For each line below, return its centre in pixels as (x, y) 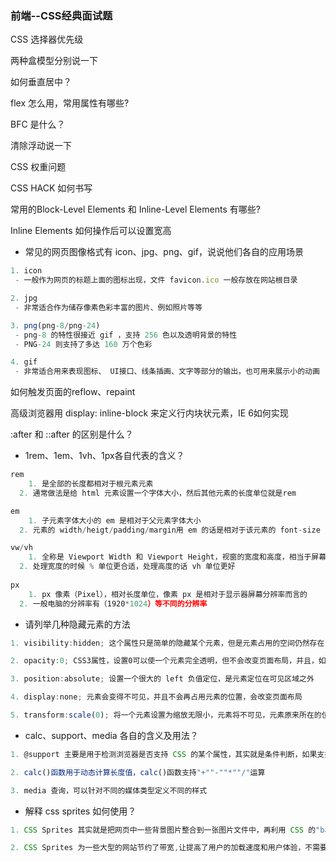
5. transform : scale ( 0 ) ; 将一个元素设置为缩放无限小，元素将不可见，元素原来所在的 (166, 715)
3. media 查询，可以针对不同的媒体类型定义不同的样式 (109, 790)
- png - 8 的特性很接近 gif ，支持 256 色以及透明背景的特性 (126, 335)
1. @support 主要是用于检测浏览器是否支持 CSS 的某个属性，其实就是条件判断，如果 (164, 754)
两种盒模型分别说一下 (54, 61)
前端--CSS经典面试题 (61, 15)
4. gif (24, 362)
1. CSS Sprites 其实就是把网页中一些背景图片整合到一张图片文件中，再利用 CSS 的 (163, 830)
